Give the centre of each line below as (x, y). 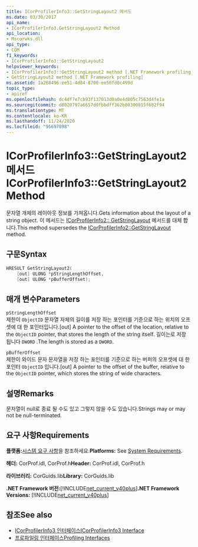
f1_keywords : (22, 55)
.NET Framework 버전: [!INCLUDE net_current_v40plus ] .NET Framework (93, 488)
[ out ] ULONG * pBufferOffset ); (54, 279)
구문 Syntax (27, 254)
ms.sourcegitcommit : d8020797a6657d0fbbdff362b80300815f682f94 (85, 105)
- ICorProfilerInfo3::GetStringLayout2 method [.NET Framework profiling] (100, 72)
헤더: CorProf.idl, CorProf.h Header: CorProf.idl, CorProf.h (75, 463)
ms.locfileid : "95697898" (38, 127)
